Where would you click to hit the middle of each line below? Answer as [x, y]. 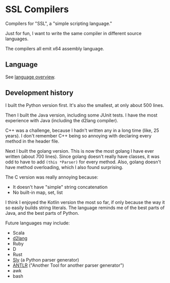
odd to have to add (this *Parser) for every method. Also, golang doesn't [83, 162]
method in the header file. [32, 141]
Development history [39, 93]
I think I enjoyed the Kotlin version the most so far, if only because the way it [85, 202]
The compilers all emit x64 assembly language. [55, 48]
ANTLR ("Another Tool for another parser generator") [68, 265]
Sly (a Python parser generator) [46, 260]
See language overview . [31, 77]
